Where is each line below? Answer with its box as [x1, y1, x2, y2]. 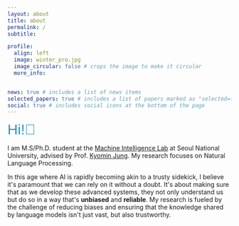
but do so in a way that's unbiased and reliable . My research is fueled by [7, 195, 223, 204]
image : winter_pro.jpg [14, 56, 81, 64]
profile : [7, 43, 33, 50]
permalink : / [7, 23, 46, 31]
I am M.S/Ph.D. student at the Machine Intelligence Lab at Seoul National [7, 144, 220, 153]
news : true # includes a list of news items [7, 88, 142, 96]
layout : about [7, 10, 50, 18]
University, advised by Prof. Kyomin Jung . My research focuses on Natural [7, 151, 225, 160]
